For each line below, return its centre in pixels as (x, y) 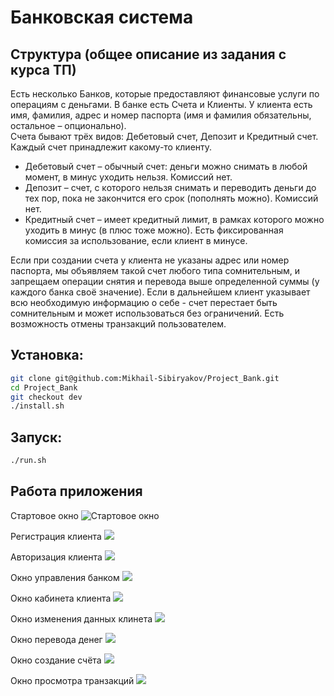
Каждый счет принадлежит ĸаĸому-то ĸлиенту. (111, 147)
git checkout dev (46, 397)
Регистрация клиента (56, 536)
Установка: (47, 355)
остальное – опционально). (68, 125)
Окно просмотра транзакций (72, 680)
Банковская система (102, 17)
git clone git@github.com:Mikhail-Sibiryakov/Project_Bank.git (145, 378)
